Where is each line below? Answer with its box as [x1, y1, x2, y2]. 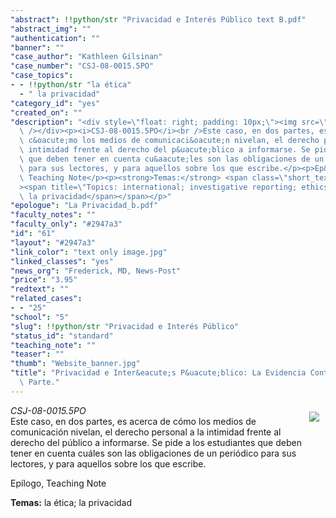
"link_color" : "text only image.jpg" [10, 247, 168, 257]
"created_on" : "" [10, 107, 83, 118]
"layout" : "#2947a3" [10, 237, 97, 248]
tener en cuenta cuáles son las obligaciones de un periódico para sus [10, 447, 297, 459]
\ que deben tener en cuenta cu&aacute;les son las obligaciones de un [19, 154, 325, 164]
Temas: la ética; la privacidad [10, 496, 133, 508]
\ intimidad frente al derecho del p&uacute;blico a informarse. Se [19, 145, 311, 155]
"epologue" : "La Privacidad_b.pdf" [10, 201, 159, 211]
